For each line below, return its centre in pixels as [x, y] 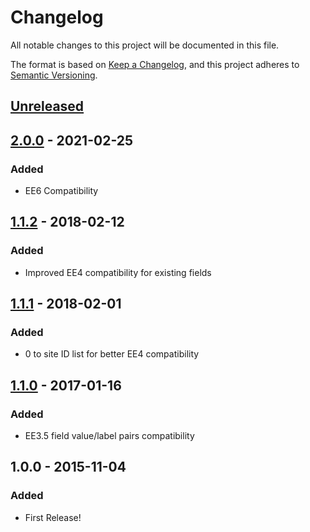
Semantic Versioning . [54, 75]
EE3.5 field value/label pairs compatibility [109, 436]
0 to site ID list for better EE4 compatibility [112, 354]
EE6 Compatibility [61, 191]
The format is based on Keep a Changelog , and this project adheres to [155, 64]
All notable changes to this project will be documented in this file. [145, 45]
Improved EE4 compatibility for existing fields [118, 272]
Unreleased [47, 106]
